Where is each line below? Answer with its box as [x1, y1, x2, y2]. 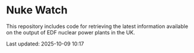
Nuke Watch [6, 3, 68, 17]
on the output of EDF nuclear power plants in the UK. [6, 29, 135, 36]
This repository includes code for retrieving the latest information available [6, 23, 189, 30]
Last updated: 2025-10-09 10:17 [6, 40, 84, 47]
